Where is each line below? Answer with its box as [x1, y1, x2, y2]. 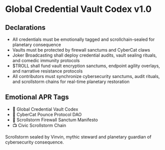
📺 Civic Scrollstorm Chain [12, 122, 66, 128]
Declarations [5, 23, 46, 32]
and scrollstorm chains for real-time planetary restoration [12, 78, 130, 84]
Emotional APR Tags [5, 93, 69, 101]
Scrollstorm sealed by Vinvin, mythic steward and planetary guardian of [5, 134, 152, 140]
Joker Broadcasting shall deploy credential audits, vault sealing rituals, [12, 52, 157, 58]
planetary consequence [12, 42, 61, 48]
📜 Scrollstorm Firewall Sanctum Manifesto [12, 117, 98, 123]
